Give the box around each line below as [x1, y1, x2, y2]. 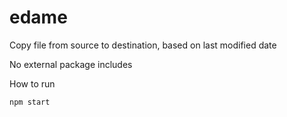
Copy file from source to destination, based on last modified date [9, 39, 277, 51]
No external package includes [9, 58, 133, 70]
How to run [9, 77, 56, 90]
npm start [9, 97, 51, 107]
